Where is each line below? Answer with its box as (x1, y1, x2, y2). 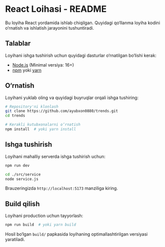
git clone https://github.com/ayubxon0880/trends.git (5, 108, 119, 114)
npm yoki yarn (12, 67, 42, 73)
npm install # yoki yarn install (5, 127, 77, 132)
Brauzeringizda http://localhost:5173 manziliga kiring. (5, 185, 118, 191)
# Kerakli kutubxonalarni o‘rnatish (5, 122, 81, 127)
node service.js (5, 176, 39, 181)
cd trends (5, 113, 26, 118)
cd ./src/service (5, 172, 41, 177)
